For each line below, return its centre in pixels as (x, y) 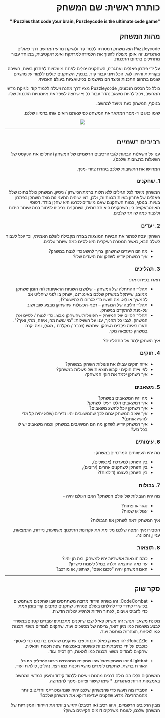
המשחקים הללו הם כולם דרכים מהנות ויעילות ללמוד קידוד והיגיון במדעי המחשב (88, 675)
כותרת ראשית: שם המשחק (108, 8)
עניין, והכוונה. (148, 535)
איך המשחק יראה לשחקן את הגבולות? (125, 520)
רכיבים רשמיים (138, 142)
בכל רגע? (139, 429)
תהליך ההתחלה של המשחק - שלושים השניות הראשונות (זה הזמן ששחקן (82, 289)
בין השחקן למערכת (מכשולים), (120, 462)
